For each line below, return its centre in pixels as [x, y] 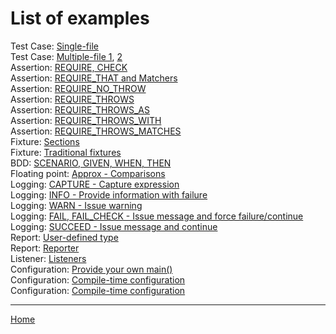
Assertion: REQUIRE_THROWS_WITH [86, 120]
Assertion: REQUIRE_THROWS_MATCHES [96, 131]
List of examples [80, 18]
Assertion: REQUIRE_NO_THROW [78, 88]
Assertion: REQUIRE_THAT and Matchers [94, 78]
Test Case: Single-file [54, 46]
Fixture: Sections [45, 141]
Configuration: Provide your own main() [91, 269]
